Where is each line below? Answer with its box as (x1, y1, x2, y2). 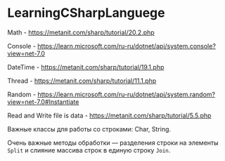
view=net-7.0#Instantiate (7, 97, 79, 106)
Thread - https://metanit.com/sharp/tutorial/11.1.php (7, 76, 157, 85)
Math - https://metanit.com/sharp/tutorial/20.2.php (7, 28, 155, 37)
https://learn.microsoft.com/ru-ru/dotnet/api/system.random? (37, 90, 216, 98)
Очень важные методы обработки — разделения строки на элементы (7, 139, 219, 147)
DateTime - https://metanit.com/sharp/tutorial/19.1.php (7, 63, 165, 71)
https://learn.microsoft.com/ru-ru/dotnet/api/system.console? (37, 41, 217, 50)
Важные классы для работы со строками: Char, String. (7, 124, 171, 133)
